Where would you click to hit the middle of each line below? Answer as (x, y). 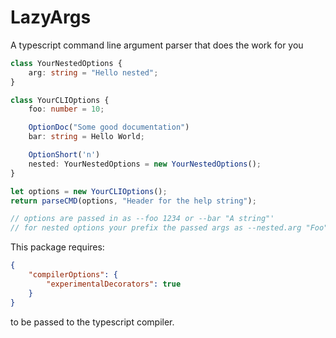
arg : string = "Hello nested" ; (93, 72)
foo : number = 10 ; (66, 109)
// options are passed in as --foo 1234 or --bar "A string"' (142, 219)
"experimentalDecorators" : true (114, 284)
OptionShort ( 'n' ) (64, 155)
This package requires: (57, 247)
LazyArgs (51, 17)
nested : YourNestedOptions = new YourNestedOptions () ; (145, 164)
